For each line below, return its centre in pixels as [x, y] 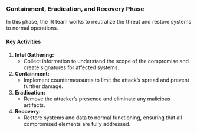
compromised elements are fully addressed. [77, 124]
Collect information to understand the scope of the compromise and [106, 61]
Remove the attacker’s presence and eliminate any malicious [97, 99]
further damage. [43, 86]
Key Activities [24, 41]
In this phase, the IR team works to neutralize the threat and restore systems [99, 22]
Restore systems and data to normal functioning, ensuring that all [103, 118]
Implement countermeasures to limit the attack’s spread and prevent [106, 80]
